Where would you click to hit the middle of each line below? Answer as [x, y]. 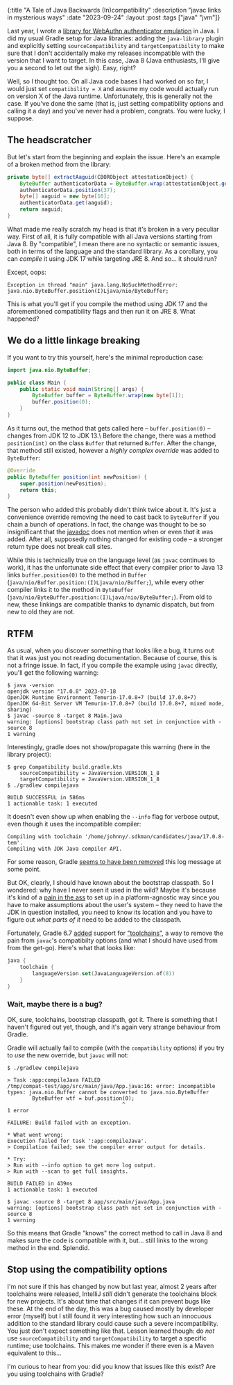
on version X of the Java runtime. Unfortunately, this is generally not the [110, 96]
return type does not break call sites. [60, 547]
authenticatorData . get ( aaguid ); [66, 203]
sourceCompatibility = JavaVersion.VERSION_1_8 [89, 774]
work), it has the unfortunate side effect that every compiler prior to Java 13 [115, 568]
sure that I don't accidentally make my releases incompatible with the [106, 53]
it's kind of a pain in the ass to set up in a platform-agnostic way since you [113, 897]
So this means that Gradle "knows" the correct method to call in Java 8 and [115, 1233]
